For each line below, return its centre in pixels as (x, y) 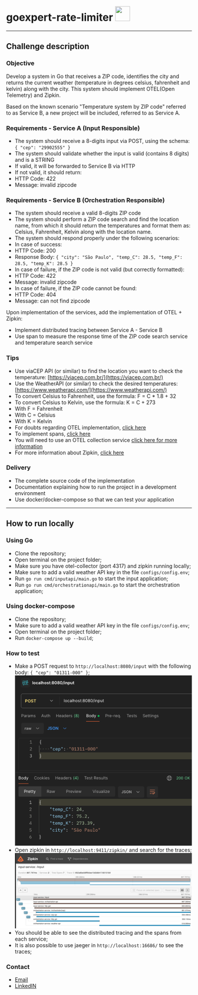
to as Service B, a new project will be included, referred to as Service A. (93, 113)
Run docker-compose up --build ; (54, 638)
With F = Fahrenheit (39, 408)
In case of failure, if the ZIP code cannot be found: (76, 288)
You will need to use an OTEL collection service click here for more (96, 440)
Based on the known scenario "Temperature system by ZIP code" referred (96, 106)
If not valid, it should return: (48, 172)
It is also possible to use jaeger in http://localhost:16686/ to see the (99, 945)
